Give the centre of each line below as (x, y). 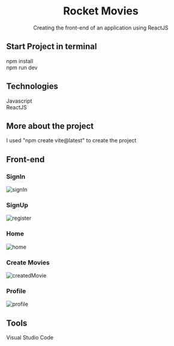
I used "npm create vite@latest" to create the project (71, 141)
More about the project (50, 126)
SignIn (16, 177)
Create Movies (28, 263)
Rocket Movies (101, 11)
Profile (16, 291)
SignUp (17, 205)
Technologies (32, 86)
